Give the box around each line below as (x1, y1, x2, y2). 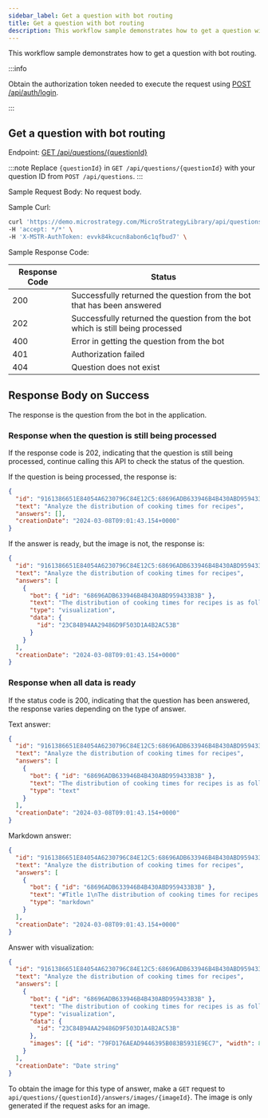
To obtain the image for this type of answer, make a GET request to (8, 1084, 226, 1093)
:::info (8, 64, 27, 73)
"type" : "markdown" (29, 898, 94, 906)
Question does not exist (71, 361, 160, 372)
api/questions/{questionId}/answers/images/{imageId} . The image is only (8, 1092, 253, 1102)
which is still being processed (71, 323, 183, 334)
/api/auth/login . (8, 88, 59, 97)
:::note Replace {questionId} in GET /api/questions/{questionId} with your (8, 163, 255, 172)
